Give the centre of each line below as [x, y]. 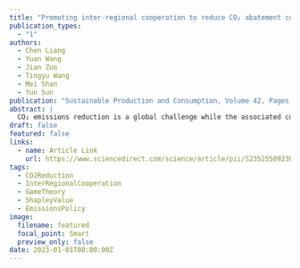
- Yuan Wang [40, 59]
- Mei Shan [37, 84]
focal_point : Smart [54, 233]
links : [21, 142]
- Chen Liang [42, 51]
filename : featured [54, 225]
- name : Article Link [58, 150]
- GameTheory [42, 192]
